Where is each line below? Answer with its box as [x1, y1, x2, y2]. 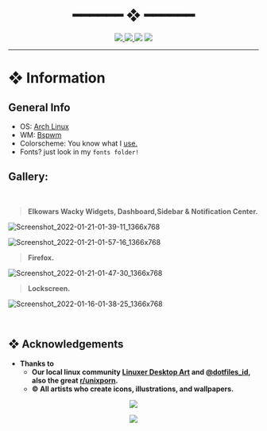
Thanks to [19, 359, 54, 368]
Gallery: [8, 170, 49, 184]
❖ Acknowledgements [8, 337, 124, 351]
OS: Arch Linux [19, 122, 69, 131]
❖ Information [8, 69, 106, 87]
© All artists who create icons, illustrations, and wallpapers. [31, 384, 234, 394]
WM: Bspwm [19, 130, 62, 139]
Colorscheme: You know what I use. [19, 138, 137, 148]
